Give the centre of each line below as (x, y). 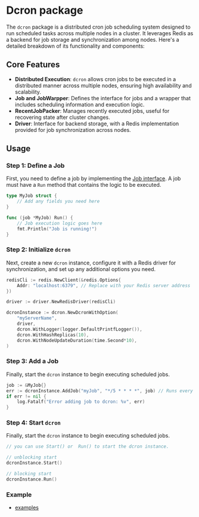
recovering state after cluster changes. (62, 117)
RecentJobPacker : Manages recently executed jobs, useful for (92, 110)
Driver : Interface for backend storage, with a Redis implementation (97, 124)
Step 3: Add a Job (32, 361)
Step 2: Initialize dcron (38, 250)
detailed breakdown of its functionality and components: (75, 46)
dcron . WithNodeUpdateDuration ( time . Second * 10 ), (77, 340)
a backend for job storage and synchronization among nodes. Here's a (93, 39)
